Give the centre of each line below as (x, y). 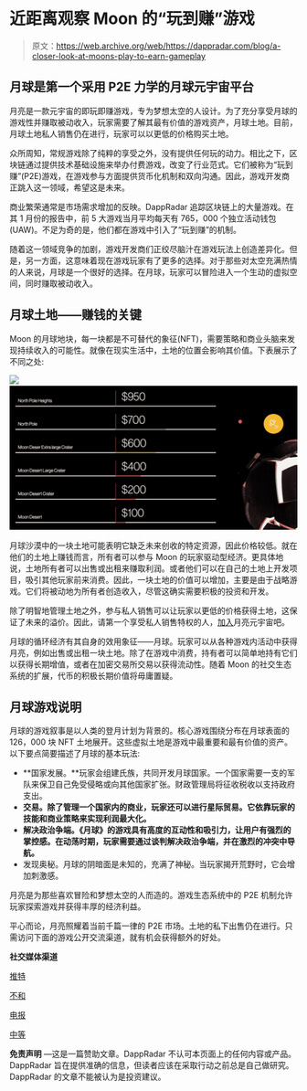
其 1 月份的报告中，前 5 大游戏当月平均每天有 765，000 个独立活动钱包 (143, 218)
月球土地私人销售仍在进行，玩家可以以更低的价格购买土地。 (122, 133)
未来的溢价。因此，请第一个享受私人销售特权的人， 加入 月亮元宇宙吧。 (157, 621)
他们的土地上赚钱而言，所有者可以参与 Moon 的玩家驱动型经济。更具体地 (147, 556)
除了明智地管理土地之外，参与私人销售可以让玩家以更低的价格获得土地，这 (149, 610)
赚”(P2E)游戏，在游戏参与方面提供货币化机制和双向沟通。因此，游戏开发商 (150, 175)
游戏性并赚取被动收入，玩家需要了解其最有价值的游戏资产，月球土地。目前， (153, 122)
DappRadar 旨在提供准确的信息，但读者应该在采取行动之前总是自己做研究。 (152, 1065)
